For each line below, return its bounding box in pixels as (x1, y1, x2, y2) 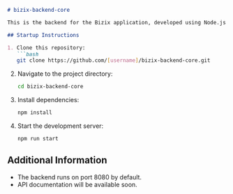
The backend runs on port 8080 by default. (17, 172, 142, 181)
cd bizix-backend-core (17, 83, 84, 90)
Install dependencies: (17, 96, 80, 104)
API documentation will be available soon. (17, 180, 137, 188)
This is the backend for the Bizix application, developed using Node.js (7, 19, 227, 26)
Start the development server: (17, 122, 104, 130)
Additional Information (7, 154, 107, 166)
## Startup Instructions (7, 31, 80, 38)
